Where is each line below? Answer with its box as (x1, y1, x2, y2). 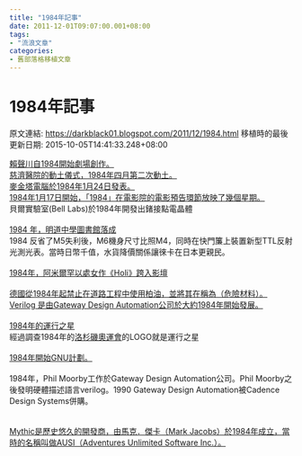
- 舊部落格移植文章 (9, 55, 72, 64)
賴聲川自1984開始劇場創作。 (9, 158, 115, 169)
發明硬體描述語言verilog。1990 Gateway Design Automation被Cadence (16, 384, 280, 395)
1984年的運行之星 (9, 320, 75, 331)
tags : (9, 30, 30, 39)
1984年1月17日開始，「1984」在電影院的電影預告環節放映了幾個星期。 (9, 192, 265, 202)
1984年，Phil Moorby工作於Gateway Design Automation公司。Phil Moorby (9, 372, 285, 383)
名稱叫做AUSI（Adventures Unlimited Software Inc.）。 (24, 437, 226, 448)
